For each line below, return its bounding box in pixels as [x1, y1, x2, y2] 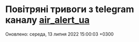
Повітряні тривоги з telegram [5, 4, 134, 15]
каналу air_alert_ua [5, 14, 90, 26]
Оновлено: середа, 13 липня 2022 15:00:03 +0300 [5, 31, 114, 37]
